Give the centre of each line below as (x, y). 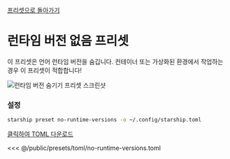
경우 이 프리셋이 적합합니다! (45, 70)
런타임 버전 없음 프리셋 (68, 41)
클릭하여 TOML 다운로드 (40, 134)
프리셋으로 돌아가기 (34, 10)
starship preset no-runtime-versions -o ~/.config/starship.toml (104, 120)
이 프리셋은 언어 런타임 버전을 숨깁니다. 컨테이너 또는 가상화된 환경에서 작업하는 (115, 61)
